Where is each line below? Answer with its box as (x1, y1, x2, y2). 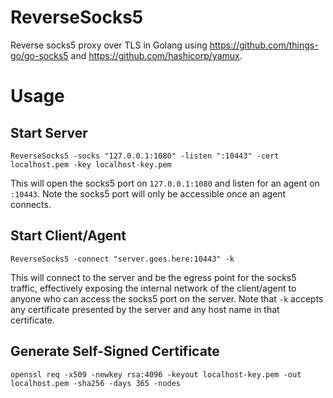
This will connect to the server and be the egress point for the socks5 (10, 271, 297, 283)
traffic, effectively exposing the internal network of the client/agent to (10, 282, 297, 294)
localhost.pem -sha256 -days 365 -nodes (10, 378, 182, 388)
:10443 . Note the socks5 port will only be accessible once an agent (10, 187, 287, 200)
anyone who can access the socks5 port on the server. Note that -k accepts (10, 292, 324, 305)
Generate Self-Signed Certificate (10, 343, 220, 360)
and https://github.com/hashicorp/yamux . (70, 49, 243, 61)
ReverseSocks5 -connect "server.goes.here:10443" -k (10, 254, 235, 264)
